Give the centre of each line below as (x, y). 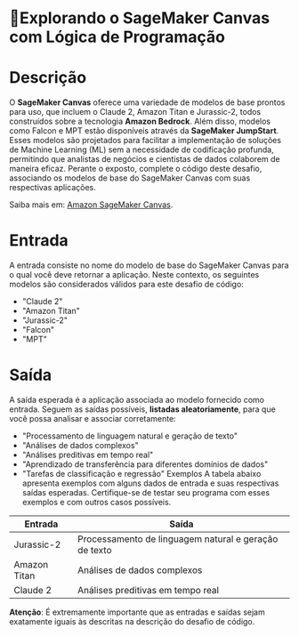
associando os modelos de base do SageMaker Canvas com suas (130, 178)
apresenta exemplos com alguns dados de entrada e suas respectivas (150, 483)
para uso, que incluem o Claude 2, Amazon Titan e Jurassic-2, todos (135, 112)
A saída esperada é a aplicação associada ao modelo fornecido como (137, 400)
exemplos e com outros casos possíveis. (97, 502)
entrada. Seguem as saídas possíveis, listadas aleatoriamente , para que (142, 409)
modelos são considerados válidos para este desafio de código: (127, 285)
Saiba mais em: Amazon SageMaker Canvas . (91, 205)
